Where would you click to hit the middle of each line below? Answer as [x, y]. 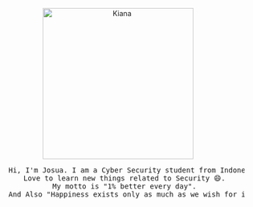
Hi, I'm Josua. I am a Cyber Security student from [112, 170]
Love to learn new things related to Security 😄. [124, 178]
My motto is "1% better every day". [124, 186]
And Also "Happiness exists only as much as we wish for [123, 195]
